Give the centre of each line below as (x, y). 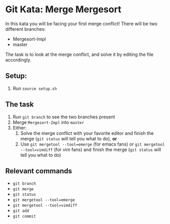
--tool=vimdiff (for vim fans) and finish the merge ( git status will (91, 149)
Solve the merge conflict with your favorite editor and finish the (87, 133)
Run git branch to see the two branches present (64, 117)
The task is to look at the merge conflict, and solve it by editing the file (79, 54)
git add (21, 211)
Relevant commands (39, 171)
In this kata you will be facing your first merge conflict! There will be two (81, 24)
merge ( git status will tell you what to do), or (69, 138)
